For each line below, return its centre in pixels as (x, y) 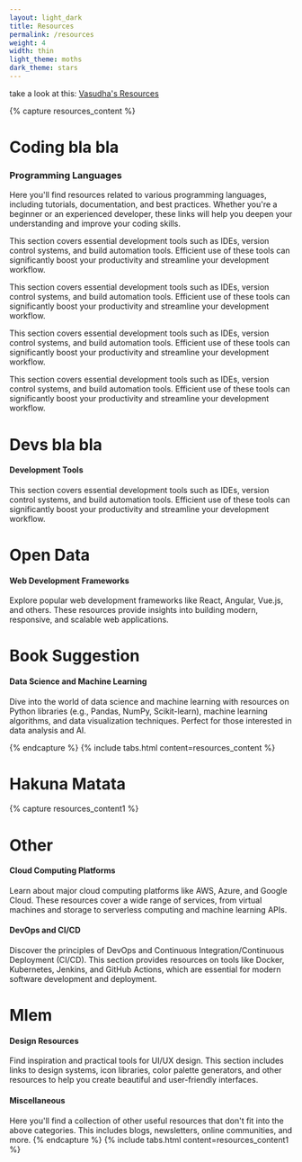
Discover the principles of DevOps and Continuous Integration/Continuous (147, 950)
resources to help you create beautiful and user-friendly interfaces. (134, 1080)
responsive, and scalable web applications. (89, 620)
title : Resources (42, 26)
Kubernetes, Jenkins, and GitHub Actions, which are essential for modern (145, 969)
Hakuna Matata (67, 784)
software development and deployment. (83, 979)
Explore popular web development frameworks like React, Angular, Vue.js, (147, 600)
